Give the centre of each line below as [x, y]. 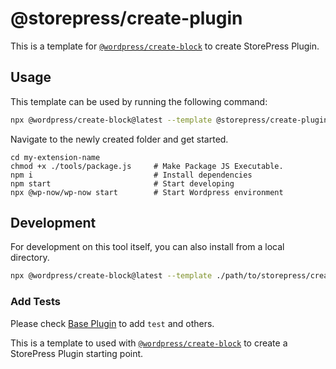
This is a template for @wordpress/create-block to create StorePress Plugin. [165, 46]
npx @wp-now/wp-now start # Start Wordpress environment [147, 192]
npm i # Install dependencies [131, 175]
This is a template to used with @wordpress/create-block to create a [149, 343]
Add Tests [35, 302]
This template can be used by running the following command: [139, 101]
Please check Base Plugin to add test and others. [112, 323]
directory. [30, 258]
